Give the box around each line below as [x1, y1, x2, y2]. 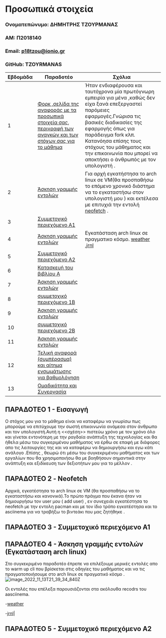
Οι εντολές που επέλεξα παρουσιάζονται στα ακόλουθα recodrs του [5, 586, 147, 592]
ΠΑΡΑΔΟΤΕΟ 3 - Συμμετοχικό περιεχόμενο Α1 [5, 523, 151, 532]
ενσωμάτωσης [37, 368, 72, 375]
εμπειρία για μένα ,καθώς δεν [84, 94, 156, 101]
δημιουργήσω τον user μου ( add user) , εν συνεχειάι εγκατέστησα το [5, 498, 148, 504]
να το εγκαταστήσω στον [84, 189, 144, 196]
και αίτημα [37, 362, 63, 369]
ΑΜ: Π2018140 [5, 35, 42, 42]
